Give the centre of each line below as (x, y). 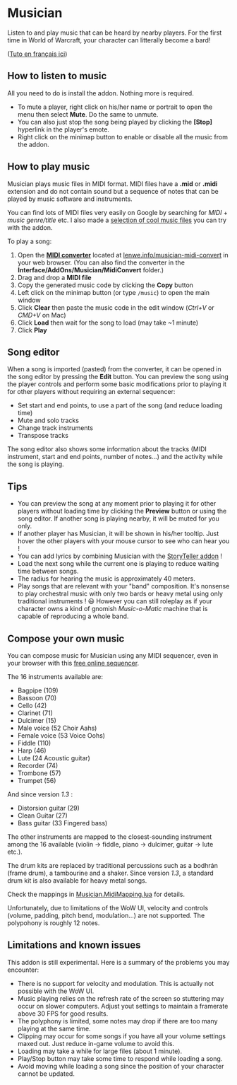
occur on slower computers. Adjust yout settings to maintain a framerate (123, 1006)
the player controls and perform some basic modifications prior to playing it (117, 384)
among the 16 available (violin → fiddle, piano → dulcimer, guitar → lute (110, 844)
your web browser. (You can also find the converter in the (101, 262)
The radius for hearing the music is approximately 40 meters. (106, 579)
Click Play (32, 330)
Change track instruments (55, 428)
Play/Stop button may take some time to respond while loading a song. (120, 1058)
